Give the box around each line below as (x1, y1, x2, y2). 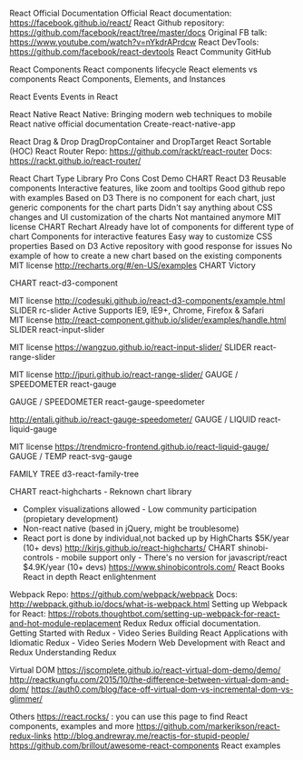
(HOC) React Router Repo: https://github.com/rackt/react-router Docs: (9, 145, 272, 156)
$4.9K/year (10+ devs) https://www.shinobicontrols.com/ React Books (22, 562, 286, 572)
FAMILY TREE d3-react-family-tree (9, 468, 139, 479)
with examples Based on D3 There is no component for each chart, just (9, 193, 276, 203)
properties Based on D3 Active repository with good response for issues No (9, 241, 293, 251)
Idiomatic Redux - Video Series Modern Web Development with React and (9, 637, 286, 648)
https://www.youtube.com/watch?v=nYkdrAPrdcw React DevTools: (9, 36, 259, 47)
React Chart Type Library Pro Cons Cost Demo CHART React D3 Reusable (9, 173, 287, 184)
